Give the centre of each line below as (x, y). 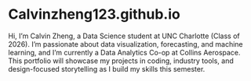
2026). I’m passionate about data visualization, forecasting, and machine (125, 44)
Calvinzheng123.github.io (94, 14)
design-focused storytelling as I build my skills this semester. (107, 69)
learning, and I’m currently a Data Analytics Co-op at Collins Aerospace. (124, 52)
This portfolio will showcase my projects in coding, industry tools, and (121, 61)
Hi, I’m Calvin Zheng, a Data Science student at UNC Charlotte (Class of (124, 36)
